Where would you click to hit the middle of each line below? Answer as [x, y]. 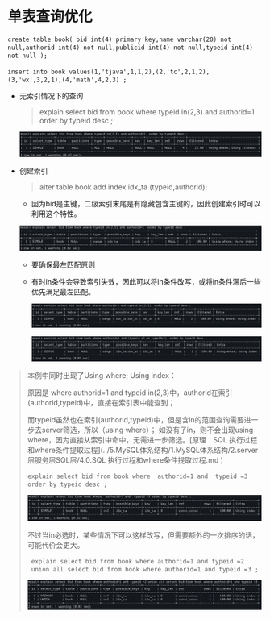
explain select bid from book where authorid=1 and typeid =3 [137, 476]
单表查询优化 [50, 17]
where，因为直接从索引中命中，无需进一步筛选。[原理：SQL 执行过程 [142, 439]
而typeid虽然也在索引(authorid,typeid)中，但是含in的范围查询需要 [136, 419]
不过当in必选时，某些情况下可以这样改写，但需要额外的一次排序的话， [143, 535]
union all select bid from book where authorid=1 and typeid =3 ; [145, 569]
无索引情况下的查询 [51, 96]
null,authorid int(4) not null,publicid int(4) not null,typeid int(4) [130, 48]
